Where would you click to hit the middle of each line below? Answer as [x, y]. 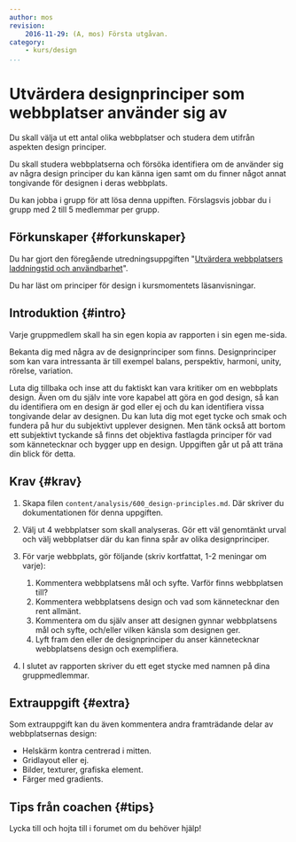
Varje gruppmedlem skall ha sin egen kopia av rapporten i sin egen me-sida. [148, 334]
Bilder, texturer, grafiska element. [82, 770]
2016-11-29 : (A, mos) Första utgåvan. [97, 34]
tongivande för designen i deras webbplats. [89, 183]
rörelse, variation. [41, 370]
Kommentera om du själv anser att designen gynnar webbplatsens [156, 620]
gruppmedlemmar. [56, 675]
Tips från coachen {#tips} [82, 807]
